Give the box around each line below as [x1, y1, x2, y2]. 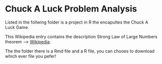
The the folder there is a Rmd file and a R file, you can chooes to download [5, 48, 155, 54]
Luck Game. [5, 24, 29, 30]
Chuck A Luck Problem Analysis [5, 3, 137, 14]
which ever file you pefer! [5, 53, 56, 59]
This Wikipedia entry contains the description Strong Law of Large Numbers [5, 34, 158, 39]
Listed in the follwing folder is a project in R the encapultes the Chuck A [5, 19, 148, 25]
